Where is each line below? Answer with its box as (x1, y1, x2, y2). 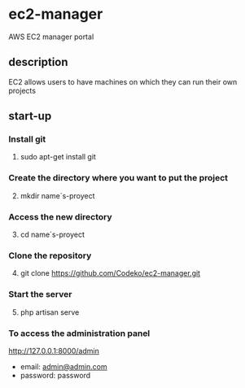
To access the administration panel (8, 327, 151, 338)
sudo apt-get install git (20, 152, 96, 162)
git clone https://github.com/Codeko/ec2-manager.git (20, 268, 201, 278)
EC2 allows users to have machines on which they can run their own (8, 76, 238, 86)
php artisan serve (20, 307, 80, 317)
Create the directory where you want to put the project (8, 172, 229, 184)
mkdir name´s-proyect (20, 190, 95, 200)
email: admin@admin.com (20, 361, 107, 371)
